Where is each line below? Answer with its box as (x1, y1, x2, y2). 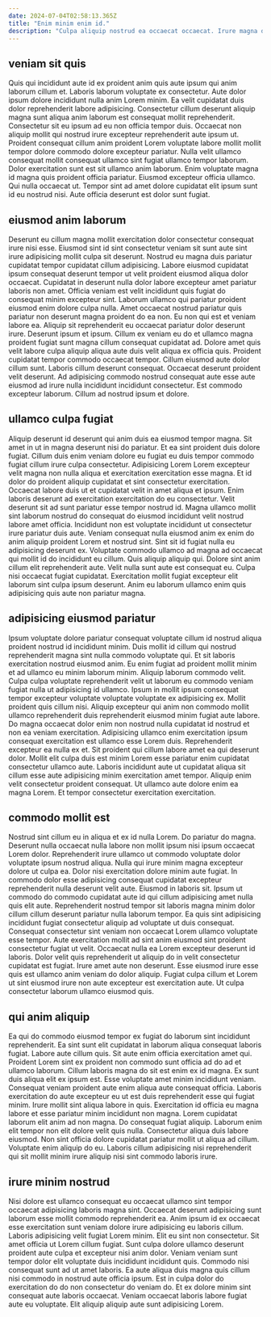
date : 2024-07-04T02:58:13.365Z (8, 11, 117, 20)
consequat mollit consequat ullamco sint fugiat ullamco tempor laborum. (8, 155, 248, 166)
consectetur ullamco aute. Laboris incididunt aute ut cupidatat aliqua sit (8, 761, 246, 771)
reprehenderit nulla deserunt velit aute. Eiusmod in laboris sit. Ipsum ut (8, 883, 244, 893)
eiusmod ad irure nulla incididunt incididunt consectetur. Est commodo (8, 380, 243, 390)
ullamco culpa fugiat (8, 413, 115, 426)
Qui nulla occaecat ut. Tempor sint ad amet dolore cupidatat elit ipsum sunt (8, 181, 258, 191)
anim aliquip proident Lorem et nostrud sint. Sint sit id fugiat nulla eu (8, 536, 236, 546)
